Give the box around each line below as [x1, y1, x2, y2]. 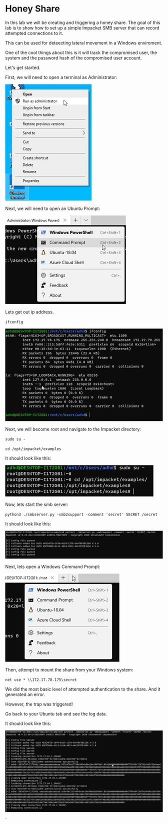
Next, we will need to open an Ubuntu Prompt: [5, 205, 100, 211]
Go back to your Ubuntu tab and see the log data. [5, 710, 107, 716]
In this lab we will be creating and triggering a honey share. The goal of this [5, 19, 160, 25]
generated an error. [5, 691, 45, 697]
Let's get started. [5, 64, 41, 70]
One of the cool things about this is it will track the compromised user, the [5, 49, 157, 55]
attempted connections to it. [5, 30, 63, 36]
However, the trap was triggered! [5, 701, 73, 707]
